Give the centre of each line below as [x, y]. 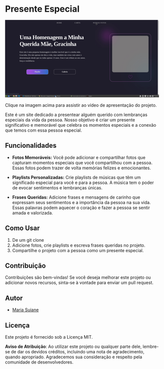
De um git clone [28, 240]
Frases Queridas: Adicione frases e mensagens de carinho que [76, 197]
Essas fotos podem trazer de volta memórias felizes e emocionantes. [82, 168]
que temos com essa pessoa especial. [43, 130]
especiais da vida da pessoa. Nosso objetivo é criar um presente [70, 120]
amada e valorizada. [32, 213]
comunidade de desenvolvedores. [39, 362]
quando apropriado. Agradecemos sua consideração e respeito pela [74, 357]
